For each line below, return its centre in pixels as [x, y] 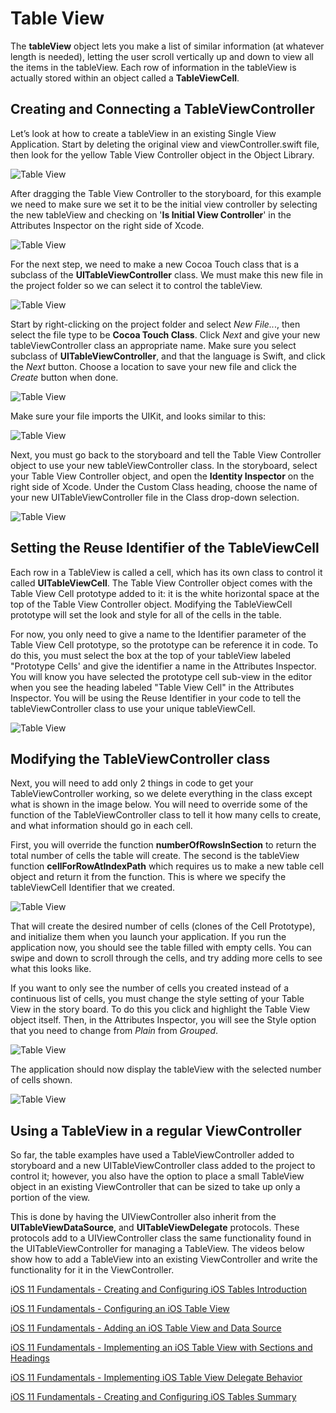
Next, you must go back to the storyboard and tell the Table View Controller [166, 454]
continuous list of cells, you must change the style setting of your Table [157, 999]
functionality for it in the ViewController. [92, 1270]
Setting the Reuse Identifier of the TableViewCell [165, 548]
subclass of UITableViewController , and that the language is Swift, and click [168, 356]
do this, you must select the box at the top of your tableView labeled [151, 655]
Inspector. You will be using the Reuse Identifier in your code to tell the [156, 698]
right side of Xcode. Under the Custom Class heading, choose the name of [164, 486]
